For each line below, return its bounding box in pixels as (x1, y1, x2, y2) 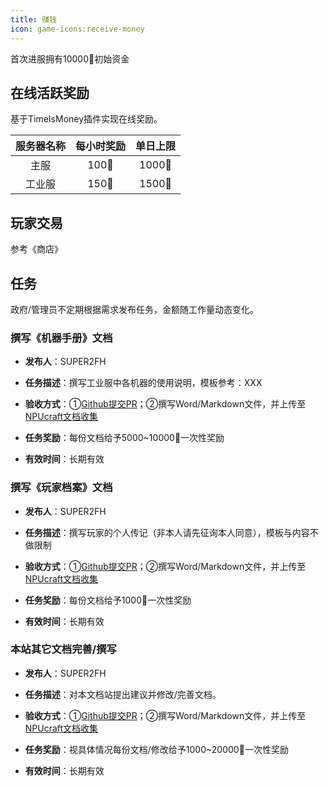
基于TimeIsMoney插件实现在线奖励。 (10, 113, 163, 125)
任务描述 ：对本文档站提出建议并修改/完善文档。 (24, 688, 222, 700)
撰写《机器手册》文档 (10, 331, 113, 345)
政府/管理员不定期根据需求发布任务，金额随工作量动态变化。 (10, 303, 260, 315)
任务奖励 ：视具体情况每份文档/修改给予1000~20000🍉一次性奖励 (24, 743, 289, 755)
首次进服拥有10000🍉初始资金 (10, 52, 130, 65)
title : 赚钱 (10, 14, 57, 25)
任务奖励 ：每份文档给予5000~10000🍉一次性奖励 (24, 432, 225, 444)
